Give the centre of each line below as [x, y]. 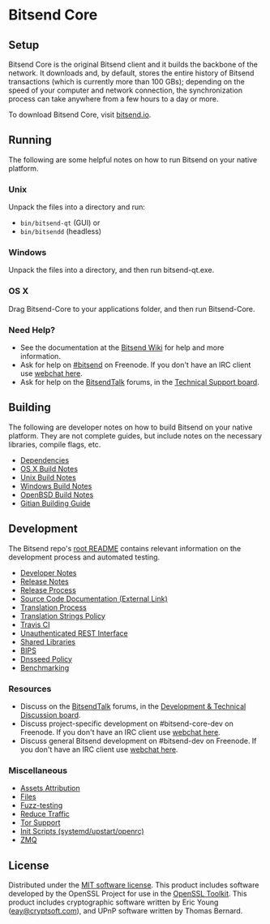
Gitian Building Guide [55, 503]
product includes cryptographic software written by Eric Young [114, 902]
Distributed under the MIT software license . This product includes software [134, 885]
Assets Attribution [50, 788]
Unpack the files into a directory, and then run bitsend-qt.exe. [111, 270]
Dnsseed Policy [46, 658]
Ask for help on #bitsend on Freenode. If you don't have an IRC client [135, 365]
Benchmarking [45, 667]
